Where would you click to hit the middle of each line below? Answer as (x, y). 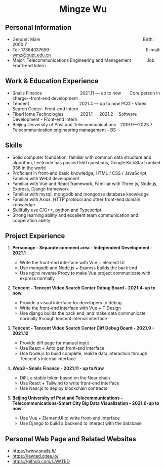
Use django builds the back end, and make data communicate (82, 313)
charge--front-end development (45, 98)
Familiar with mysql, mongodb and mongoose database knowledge (81, 194)
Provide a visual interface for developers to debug (71, 303)
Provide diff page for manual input (54, 343)
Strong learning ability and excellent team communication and (75, 215)
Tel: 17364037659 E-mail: (86, 50)
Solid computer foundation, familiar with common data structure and (82, 157)
